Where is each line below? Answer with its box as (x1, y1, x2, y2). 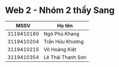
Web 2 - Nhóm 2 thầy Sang (5, 5, 115, 16)
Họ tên (57, 22, 73, 29)
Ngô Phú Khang (43, 30, 80, 37)
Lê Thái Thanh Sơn (43, 54, 87, 60)
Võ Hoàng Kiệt (43, 46, 76, 53)
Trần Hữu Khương (43, 38, 84, 45)
